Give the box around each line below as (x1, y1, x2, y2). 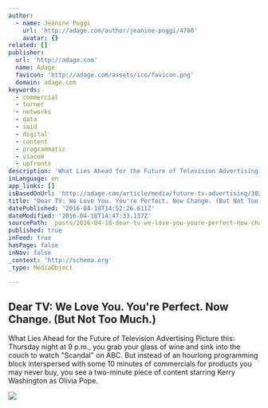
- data (15, 116, 37, 124)
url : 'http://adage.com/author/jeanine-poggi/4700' (22, 26, 198, 34)
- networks (15, 108, 52, 116)
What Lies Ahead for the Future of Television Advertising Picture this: (8, 334, 235, 343)
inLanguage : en (8, 175, 59, 183)
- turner (15, 100, 45, 108)
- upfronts (15, 160, 52, 168)
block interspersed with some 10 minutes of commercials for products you (8, 359, 253, 369)
